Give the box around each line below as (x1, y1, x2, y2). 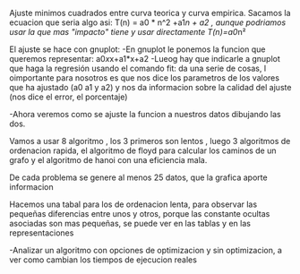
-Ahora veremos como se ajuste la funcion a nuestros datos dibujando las (9, 109, 281, 119)
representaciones (9, 227, 74, 238)
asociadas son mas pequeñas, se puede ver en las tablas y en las (9, 218, 251, 228)
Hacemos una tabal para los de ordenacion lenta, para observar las (9, 199, 258, 210)
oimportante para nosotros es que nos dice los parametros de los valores (9, 73, 280, 83)
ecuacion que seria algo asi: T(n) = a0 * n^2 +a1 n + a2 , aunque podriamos (9, 17, 287, 28)
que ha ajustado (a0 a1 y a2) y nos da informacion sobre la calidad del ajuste (9, 82, 292, 92)
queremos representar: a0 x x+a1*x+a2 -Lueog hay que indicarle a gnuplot (9, 54, 280, 64)
